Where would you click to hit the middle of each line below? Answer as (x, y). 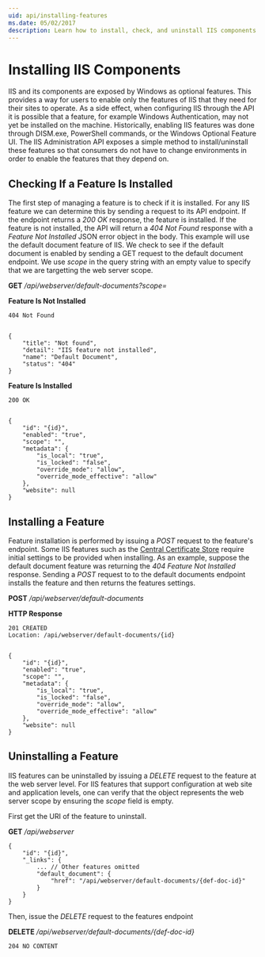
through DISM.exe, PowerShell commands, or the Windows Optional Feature (132, 134)
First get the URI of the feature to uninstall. (78, 816)
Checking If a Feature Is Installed (91, 184)
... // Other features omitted (88, 867)
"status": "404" (49, 364)
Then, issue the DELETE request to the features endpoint (101, 916)
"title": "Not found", (60, 343)
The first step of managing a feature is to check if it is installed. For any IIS (129, 203)
